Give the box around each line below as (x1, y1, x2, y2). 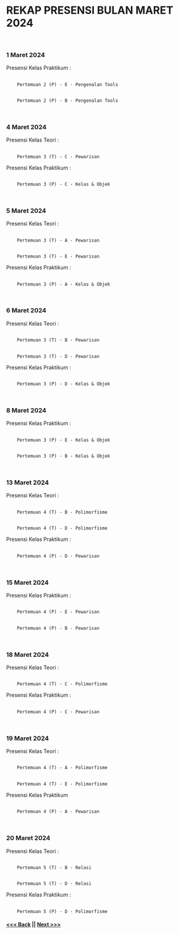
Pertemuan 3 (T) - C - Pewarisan (17, 153, 100, 159)
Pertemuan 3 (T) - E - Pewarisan (17, 253, 100, 259)
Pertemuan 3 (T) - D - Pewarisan (17, 353, 100, 359)
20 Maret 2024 (6, 834, 51, 842)
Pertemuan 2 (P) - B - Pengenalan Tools (17, 98, 118, 104)
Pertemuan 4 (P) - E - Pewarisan (17, 609, 100, 615)
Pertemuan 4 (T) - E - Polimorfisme (17, 781, 108, 787)
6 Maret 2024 (6, 306, 46, 315)
